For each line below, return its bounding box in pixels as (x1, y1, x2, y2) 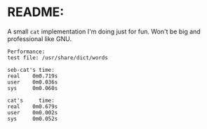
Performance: (7, 48, 46, 55)
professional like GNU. (7, 34, 72, 43)
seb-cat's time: (7, 66, 55, 73)
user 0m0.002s (7, 109, 58, 116)
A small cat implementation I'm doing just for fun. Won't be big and (7, 27, 201, 36)
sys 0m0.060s (7, 84, 58, 91)
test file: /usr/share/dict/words (7, 54, 109, 61)
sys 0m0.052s (7, 115, 58, 122)
